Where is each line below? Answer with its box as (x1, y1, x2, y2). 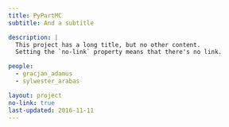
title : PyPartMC (8, 11, 62, 20)
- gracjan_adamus (15, 70, 73, 78)
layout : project (8, 91, 62, 99)
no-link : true (8, 98, 56, 107)
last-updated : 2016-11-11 (8, 106, 94, 114)
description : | (8, 33, 59, 41)
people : (8, 63, 34, 71)
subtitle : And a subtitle (8, 19, 94, 27)
